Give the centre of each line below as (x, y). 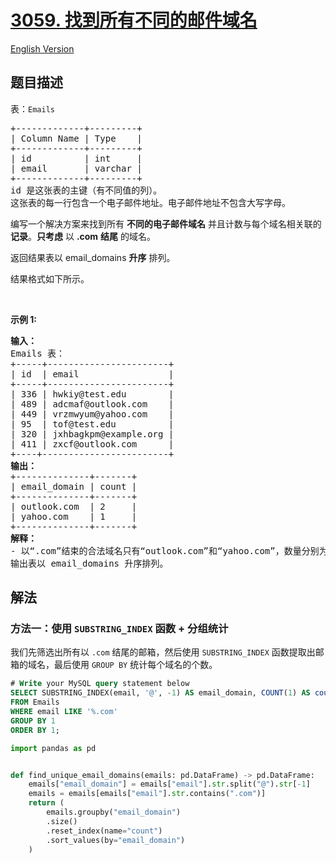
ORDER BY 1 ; (35, 730)
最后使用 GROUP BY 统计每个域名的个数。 (135, 665)
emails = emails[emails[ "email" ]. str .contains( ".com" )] (147, 794)
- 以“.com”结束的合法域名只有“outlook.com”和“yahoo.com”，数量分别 (165, 550)
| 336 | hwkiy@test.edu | (92, 394)
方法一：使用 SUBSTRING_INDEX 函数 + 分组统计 (119, 629)
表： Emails (32, 108)
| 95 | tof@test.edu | (92, 424)
